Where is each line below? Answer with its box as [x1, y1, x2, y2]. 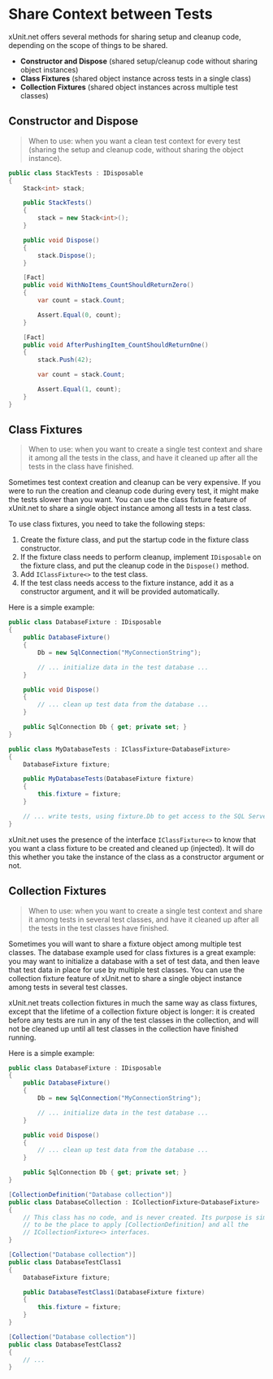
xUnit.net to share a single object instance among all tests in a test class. [8, 504, 252, 513]
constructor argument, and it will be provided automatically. [19, 587, 220, 596]
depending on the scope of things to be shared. [8, 40, 168, 50]
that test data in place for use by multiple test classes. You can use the [8, 965, 245, 975]
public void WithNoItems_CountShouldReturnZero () [23, 281, 195, 290]
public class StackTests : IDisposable [8, 168, 144, 177]
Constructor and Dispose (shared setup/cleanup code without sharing [19, 56, 258, 66]
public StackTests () [23, 199, 93, 207]
